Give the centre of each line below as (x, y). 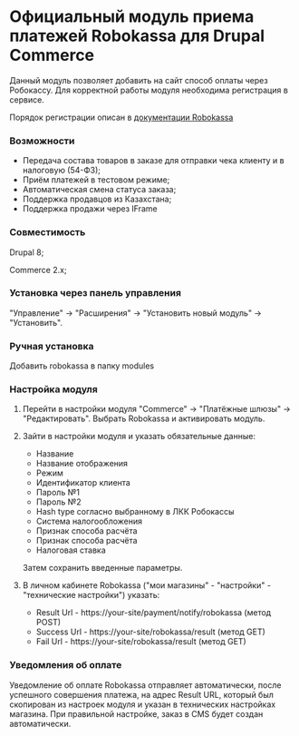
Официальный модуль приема (132, 17)
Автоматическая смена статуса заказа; (99, 190)
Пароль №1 (58, 493)
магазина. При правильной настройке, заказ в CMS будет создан (136, 713)
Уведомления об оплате (66, 665)
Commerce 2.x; (38, 270)
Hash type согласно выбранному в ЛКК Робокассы (135, 512)
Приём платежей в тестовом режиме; (96, 180)
